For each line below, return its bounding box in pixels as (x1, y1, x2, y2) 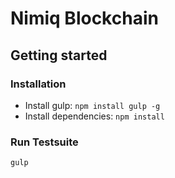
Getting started (10, 47, 108, 64)
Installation (10, 77, 67, 91)
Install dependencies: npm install (24, 110, 165, 122)
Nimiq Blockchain (10, 7, 159, 30)
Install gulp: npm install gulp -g (24, 99, 161, 111)
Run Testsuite (10, 135, 79, 149)
